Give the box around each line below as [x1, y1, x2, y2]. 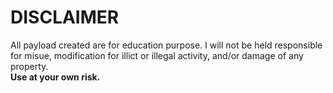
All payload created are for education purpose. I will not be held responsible [10, 39, 323, 51]
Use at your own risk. [10, 71, 101, 83]
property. [10, 60, 49, 72]
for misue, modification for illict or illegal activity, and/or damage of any [10, 49, 304, 61]
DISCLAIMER [10, 6, 120, 29]
